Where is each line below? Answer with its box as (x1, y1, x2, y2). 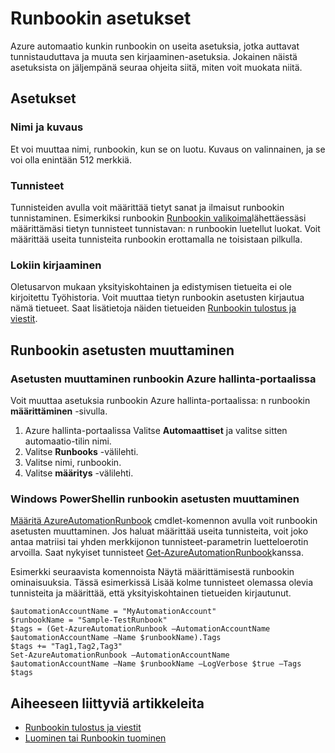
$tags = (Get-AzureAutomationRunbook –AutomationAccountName (10, 624, 271, 634)
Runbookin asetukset (10, 7, 192, 30)
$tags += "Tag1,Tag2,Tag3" (10, 642, 123, 652)
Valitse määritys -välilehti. (24, 467, 134, 479)
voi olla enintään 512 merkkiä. (10, 153, 133, 166)
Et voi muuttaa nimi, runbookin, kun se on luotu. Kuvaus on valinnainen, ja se (10, 143, 326, 155)
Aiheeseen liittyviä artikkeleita (10, 695, 205, 712)
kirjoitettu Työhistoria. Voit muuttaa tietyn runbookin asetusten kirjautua (10, 292, 305, 304)
